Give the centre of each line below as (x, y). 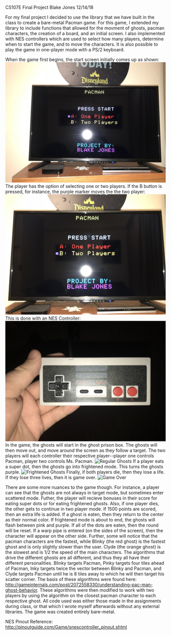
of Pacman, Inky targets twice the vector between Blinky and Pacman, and (83, 568)
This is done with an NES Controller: (43, 318)
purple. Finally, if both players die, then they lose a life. (85, 472)
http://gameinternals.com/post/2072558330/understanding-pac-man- (79, 585)
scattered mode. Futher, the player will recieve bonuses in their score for (81, 498)
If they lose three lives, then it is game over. (51, 477)
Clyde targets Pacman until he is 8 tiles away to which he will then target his (85, 574)
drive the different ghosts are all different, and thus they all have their (78, 558)
